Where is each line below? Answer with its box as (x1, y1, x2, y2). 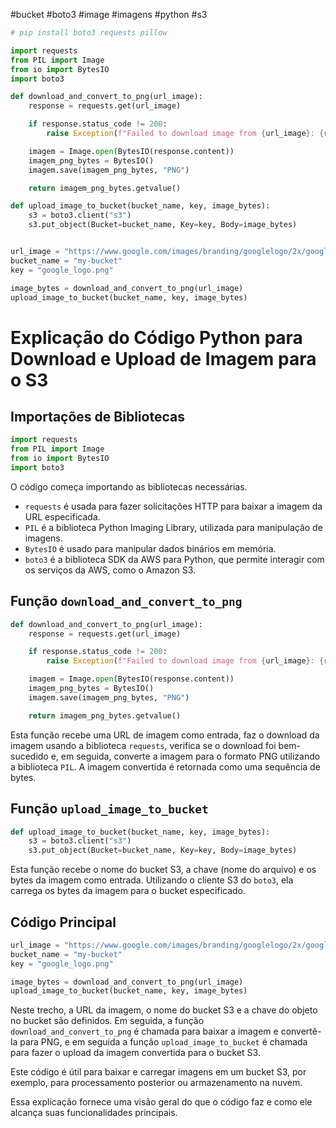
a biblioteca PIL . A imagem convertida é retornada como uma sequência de (10, 760, 321, 773)
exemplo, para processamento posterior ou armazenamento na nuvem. (10, 1077, 303, 1089)
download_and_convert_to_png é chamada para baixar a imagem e (10, 1025, 279, 1038)
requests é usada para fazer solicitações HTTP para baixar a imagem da (24, 500, 323, 512)
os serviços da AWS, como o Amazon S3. (24, 564, 197, 576)
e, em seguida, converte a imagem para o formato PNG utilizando (50, 750, 321, 762)
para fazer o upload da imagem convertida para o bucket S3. (10, 1047, 261, 1059)
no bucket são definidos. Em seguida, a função (10, 1015, 205, 1027)
